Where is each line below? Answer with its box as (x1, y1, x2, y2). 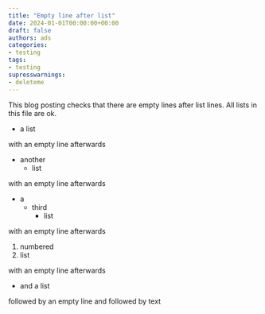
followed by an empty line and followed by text (8, 296, 162, 306)
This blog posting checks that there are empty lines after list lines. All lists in (8, 100, 257, 110)
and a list (19, 281, 50, 290)
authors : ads (8, 33, 52, 42)
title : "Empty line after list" (8, 11, 115, 20)
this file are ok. (8, 108, 57, 118)
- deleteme (8, 78, 45, 86)
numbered (19, 242, 54, 251)
